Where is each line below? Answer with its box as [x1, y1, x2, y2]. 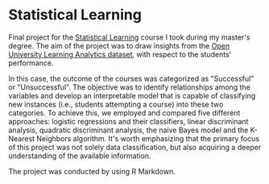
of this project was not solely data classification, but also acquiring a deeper [8, 142, 262, 152]
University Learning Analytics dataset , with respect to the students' [8, 49, 232, 59]
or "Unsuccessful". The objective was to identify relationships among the [8, 82, 251, 92]
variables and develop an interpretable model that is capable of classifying [8, 90, 256, 100]
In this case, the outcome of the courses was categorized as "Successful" [8, 73, 255, 83]
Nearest [8, 133, 35, 143]
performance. [8, 58, 54, 68]
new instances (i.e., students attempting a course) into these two [8, 99, 224, 109]
